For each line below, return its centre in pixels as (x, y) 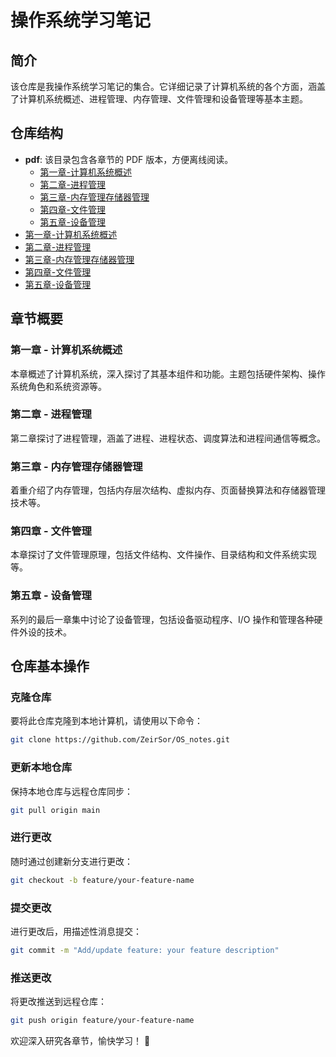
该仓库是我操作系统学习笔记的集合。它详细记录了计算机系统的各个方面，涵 (163, 86)
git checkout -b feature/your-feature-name (102, 880)
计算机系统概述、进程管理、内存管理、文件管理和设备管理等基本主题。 (163, 99)
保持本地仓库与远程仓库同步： (71, 791)
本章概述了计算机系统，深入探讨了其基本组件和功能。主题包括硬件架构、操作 (168, 373)
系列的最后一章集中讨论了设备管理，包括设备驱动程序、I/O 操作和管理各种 (162, 619)
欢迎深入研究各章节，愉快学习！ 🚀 (80, 1040)
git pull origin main (55, 810)
